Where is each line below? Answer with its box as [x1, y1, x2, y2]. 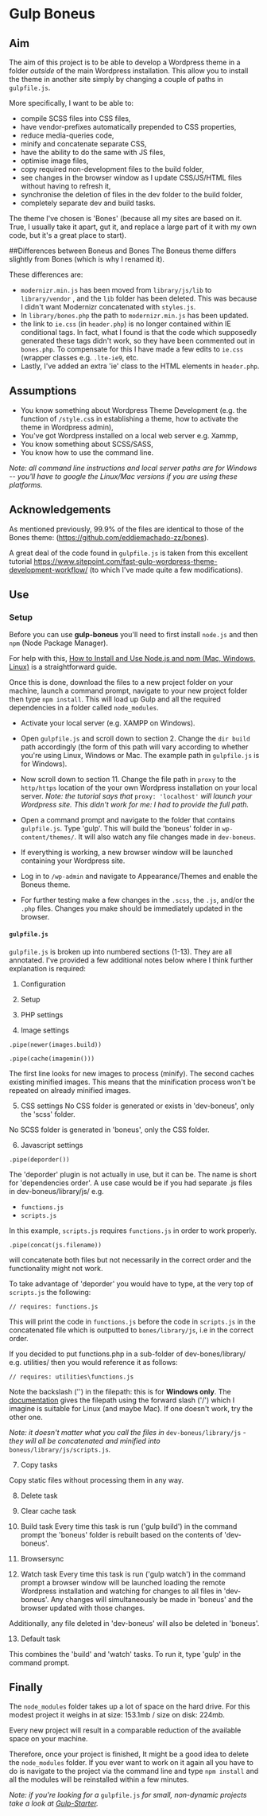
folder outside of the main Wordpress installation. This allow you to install [9, 66, 249, 76]
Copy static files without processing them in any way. [9, 1475, 184, 1484]
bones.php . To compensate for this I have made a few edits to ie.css [20, 344, 244, 354]
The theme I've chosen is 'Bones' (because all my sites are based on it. [9, 214, 242, 223]
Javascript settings [20, 1140, 83, 1149]
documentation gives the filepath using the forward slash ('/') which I [9, 1395, 235, 1405]
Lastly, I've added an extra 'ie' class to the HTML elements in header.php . [20, 361, 260, 371]
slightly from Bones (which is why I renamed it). [9, 255, 165, 263]
